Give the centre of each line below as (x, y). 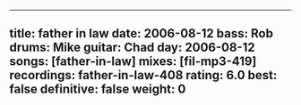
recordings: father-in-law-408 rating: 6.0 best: (143, 75)
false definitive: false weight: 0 (98, 89)
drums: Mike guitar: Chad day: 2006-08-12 (132, 48)
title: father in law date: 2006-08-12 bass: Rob (141, 33)
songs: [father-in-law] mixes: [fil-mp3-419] (133, 62)
